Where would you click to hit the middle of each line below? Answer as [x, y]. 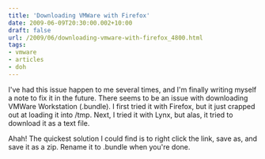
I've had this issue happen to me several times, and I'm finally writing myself [132, 89]
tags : [17, 45]
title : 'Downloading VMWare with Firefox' [79, 15]
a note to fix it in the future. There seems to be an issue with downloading [128, 98]
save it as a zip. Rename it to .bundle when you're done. [99, 146]
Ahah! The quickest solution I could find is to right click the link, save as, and [133, 138]
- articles [26, 60]
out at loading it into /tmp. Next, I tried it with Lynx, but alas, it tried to [121, 115]
